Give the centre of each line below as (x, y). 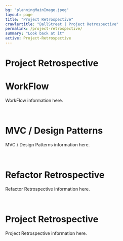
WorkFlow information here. (34, 100)
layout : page (19, 15)
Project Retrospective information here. (46, 233)
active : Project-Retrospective (38, 38)
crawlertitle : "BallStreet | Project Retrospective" (62, 24)
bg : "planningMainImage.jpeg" (37, 10)
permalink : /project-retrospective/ (44, 29)
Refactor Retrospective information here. (48, 189)
